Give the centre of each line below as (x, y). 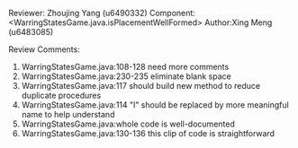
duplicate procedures (61, 95)
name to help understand (68, 114)
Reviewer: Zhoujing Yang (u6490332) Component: (102, 13)
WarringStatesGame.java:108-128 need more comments (125, 67)
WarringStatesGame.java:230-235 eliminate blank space (126, 76)
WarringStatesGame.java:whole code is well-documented (128, 124)
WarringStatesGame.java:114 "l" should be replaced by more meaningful (155, 105)
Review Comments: (44, 49)
